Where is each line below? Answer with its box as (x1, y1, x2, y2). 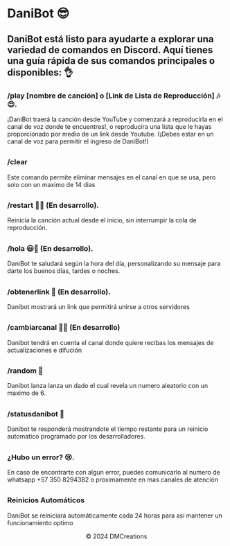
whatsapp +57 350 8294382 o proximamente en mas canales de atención (7, 475, 218, 484)
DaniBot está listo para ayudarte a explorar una (7, 33, 214, 45)
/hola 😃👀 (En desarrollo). (7, 243, 94, 253)
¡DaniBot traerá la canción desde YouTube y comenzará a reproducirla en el (7, 115, 223, 123)
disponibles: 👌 (7, 67, 73, 78)
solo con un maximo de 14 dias (7, 180, 96, 188)
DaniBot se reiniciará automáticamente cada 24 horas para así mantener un (7, 511, 223, 520)
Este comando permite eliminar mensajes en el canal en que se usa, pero (7, 173, 216, 182)
